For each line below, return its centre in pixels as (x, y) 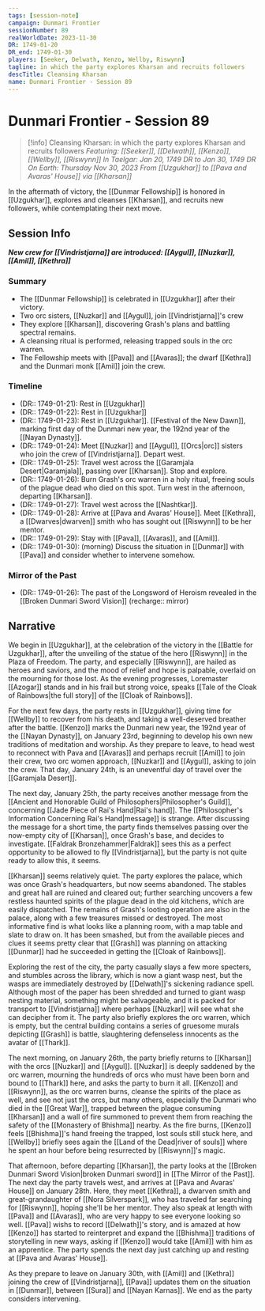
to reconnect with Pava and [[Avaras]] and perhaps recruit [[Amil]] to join (127, 752)
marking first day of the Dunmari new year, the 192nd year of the (125, 429)
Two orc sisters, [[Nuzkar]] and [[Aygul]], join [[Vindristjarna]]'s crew (132, 315)
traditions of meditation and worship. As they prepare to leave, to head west (131, 744)
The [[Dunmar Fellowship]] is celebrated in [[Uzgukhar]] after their (127, 298)
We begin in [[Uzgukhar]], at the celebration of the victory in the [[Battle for (131, 645)
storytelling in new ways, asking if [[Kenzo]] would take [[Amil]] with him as (131, 1241)
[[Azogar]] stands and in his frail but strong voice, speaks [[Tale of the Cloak (132, 687)
